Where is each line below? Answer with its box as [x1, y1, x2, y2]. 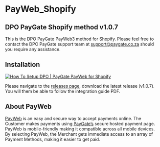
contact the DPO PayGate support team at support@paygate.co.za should [5, 41, 154, 47]
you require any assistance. [5, 47, 61, 52]
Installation [5, 60, 40, 69]
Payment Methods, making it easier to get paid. [5, 136, 100, 142]
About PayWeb [5, 102, 52, 111]
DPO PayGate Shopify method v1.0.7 [5, 23, 118, 31]
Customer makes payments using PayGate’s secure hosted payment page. [5, 121, 155, 126]
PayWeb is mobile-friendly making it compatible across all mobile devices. [5, 126, 155, 132]
